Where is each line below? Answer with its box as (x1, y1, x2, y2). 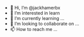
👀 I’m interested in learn (10, 10, 60, 16)
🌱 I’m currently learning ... (10, 15, 65, 21)
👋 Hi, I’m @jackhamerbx (10, 5, 61, 10)
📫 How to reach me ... (10, 26, 58, 32)
